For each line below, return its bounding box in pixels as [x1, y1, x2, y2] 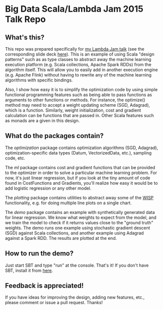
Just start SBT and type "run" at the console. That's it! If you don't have [5, 262, 149, 268]
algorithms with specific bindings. [5, 77, 73, 83]
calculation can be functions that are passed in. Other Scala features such [5, 113, 154, 118]
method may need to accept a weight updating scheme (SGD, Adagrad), [5, 102, 150, 108]
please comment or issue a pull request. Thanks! [5, 300, 103, 306]
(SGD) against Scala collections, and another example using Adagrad [5, 230, 144, 236]
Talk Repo [5, 14, 46, 25]
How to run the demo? [5, 250, 74, 258]
